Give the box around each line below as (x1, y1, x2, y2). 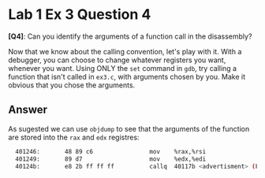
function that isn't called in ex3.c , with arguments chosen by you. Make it (8, 72, 246, 81)
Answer (8, 103, 48, 117)
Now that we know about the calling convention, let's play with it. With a (8, 46, 242, 56)
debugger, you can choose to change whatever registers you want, (8, 55, 226, 65)
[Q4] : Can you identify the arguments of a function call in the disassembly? (8, 32, 252, 41)
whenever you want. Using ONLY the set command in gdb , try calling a (8, 63, 237, 72)
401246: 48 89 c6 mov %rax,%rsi (15, 147, 207, 155)
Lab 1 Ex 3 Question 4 (8, 6, 151, 24)
